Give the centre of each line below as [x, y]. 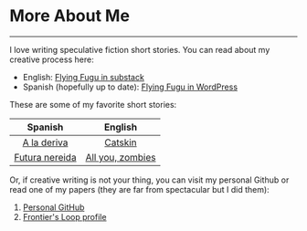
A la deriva [45, 142]
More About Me [70, 16]
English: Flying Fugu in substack [83, 77]
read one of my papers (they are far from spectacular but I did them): [139, 189]
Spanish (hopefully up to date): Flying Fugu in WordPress [130, 87]
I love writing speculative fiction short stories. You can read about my [140, 49]
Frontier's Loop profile [64, 216]
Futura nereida [45, 157]
